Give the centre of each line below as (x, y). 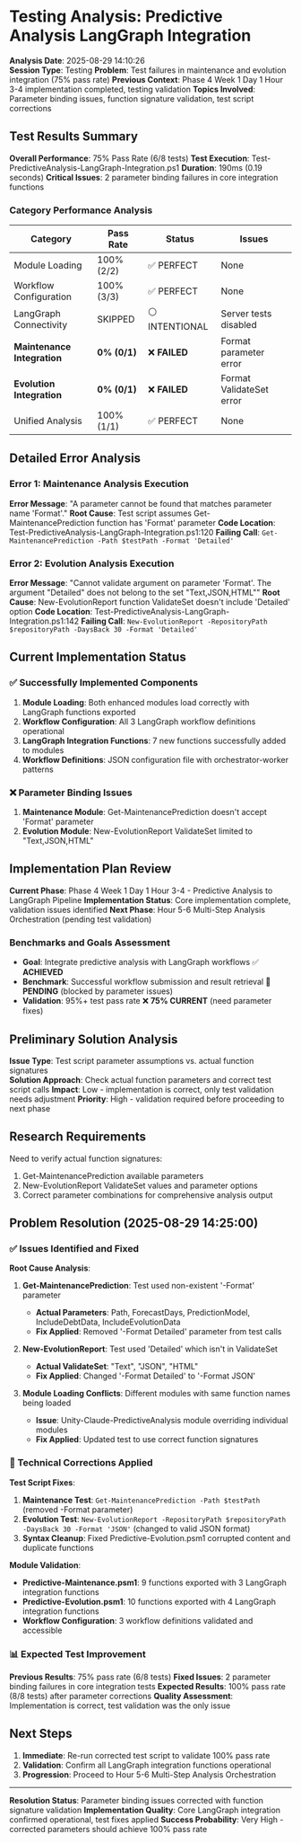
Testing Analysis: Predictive (116, 17)
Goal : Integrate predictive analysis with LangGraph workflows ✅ (141, 962)
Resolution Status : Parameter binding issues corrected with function (137, 1800)
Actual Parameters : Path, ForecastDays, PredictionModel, (143, 1313)
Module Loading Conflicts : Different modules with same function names (156, 1394)
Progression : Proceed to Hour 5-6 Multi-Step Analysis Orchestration (149, 1774)
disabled (239, 324)
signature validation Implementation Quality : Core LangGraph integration (145, 1810)
